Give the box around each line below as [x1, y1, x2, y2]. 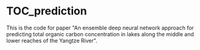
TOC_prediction [6, 4, 87, 18]
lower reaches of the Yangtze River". [6, 37, 98, 44]
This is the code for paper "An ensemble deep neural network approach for [6, 24, 194, 31]
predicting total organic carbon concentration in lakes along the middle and [6, 30, 194, 37]
